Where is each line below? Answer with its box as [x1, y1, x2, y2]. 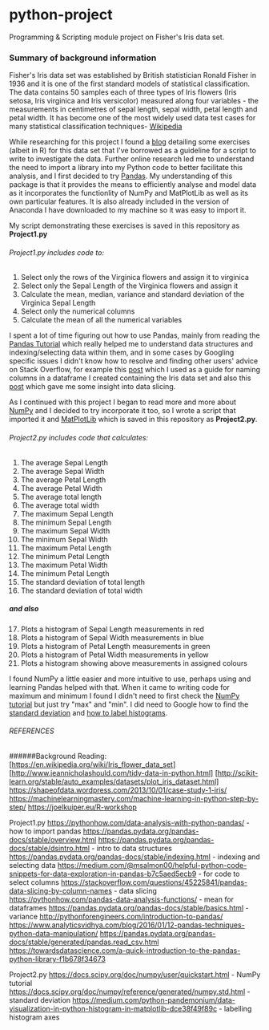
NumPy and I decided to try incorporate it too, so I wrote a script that [9, 406, 236, 416]
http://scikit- [217, 768, 259, 777]
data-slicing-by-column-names [9, 886, 113, 895]
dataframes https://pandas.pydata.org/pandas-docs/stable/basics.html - [9, 902, 249, 912]
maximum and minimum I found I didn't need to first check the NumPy [9, 691, 240, 700]
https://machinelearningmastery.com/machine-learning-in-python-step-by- [9, 793, 259, 803]
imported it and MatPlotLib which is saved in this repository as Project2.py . [9, 415, 258, 424]
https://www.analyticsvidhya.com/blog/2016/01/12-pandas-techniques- [9, 920, 245, 930]
